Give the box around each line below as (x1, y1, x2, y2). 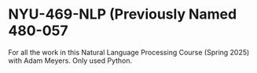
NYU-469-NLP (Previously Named (8, 5, 237, 23)
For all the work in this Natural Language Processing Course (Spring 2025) (8, 47, 250, 57)
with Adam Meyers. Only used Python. (8, 56, 133, 65)
